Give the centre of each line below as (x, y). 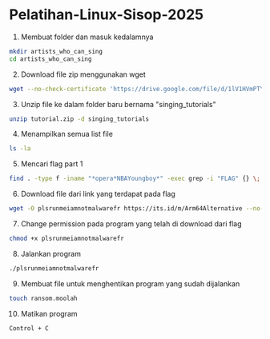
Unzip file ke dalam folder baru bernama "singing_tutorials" (118, 104)
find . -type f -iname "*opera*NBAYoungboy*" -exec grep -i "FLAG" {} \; (135, 179)
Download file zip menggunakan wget (83, 74)
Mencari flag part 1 (52, 164)
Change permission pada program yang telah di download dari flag (131, 224)
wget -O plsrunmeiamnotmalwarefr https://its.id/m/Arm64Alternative (126, 209)
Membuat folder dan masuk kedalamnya (87, 37)
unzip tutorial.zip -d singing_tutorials (79, 119)
